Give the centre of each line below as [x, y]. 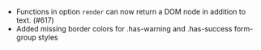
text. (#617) [35, 20]
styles [48, 37]
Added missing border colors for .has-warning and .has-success [124, 29]
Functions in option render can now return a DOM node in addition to [130, 12]
